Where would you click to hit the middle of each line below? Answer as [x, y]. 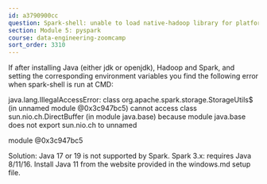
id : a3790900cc [33, 15]
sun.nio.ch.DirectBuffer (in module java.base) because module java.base [127, 117]
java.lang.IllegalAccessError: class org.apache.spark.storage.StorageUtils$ [131, 100]
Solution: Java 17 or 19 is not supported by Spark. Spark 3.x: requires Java [130, 156]
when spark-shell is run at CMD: [61, 85]
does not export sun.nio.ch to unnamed [73, 125]
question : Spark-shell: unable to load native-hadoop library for [120, 23]
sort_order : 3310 [37, 45]
